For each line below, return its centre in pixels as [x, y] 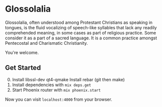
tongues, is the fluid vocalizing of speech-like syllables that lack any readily [81, 27]
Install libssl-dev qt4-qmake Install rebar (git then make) [69, 79]
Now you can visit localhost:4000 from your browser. [59, 99]
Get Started [23, 68]
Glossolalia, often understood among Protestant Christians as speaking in [79, 22]
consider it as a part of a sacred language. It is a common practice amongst [81, 38]
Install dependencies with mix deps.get [51, 85]
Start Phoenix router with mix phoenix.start [56, 90]
